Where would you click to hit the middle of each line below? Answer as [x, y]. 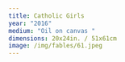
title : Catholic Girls [46, 16]
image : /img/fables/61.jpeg [56, 46]
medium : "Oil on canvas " [52, 31]
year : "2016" [30, 23]
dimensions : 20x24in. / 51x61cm [62, 38]
